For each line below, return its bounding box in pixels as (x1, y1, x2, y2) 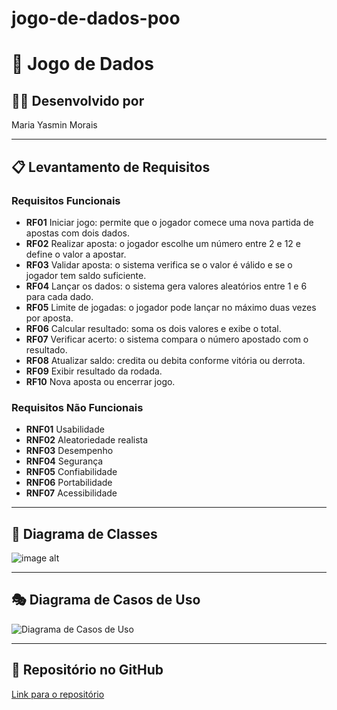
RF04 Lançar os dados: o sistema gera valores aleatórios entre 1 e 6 (25, 280, 308, 292)
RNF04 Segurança (25, 455, 104, 467)
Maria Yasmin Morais (11, 119, 98, 131)
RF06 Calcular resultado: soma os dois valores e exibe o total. (25, 322, 282, 334)
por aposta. (25, 312, 74, 324)
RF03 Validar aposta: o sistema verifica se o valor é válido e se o (25, 258, 293, 271)
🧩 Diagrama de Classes (11, 525, 158, 542)
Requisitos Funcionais (11, 193, 121, 207)
